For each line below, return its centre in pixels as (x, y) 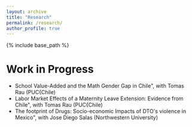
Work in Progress (50, 69)
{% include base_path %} (38, 45)
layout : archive (26, 12)
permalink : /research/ (34, 23)
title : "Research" (29, 17)
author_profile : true (33, 28)
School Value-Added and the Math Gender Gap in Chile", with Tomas (99, 86)
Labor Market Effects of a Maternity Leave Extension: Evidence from (99, 98)
